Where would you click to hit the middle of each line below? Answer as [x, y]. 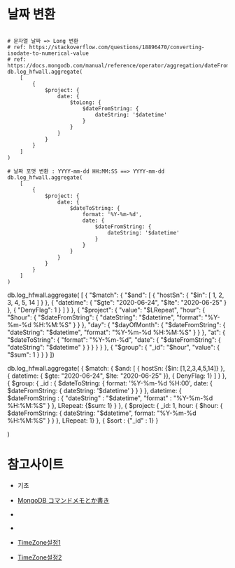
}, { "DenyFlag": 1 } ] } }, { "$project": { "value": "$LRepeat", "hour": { [106, 310]
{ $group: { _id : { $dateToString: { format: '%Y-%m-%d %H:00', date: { [110, 383]
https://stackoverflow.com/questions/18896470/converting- [117, 47]
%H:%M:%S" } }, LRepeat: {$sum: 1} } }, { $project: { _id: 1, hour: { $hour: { [115, 405]
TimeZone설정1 [39, 542]
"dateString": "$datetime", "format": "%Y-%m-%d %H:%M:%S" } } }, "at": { [116, 332]
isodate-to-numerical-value [48, 53]
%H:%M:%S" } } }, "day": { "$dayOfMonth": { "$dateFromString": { [129, 324]
